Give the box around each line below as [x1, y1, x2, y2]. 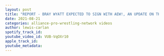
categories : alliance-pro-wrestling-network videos [5, 20, 112, 26]
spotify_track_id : [5, 30, 42, 35]
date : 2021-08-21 [5, 16, 41, 21]
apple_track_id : [5, 39, 38, 44]
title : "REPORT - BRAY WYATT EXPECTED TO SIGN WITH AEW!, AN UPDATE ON [5, 12, 154, 17]
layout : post [5, 7, 32, 12]
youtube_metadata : [5, 43, 42, 48]
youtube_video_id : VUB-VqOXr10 [5, 35, 69, 39]
